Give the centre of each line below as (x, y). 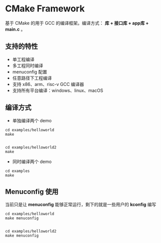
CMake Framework (45, 9)
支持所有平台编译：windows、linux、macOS (58, 90)
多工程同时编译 (28, 66)
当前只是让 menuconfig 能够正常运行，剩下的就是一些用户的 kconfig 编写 (81, 205)
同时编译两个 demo (32, 162)
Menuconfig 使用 (32, 192)
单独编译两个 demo (32, 120)
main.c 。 (15, 29)
